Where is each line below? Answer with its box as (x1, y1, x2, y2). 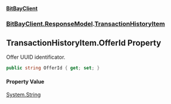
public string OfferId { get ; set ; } (6, 65, 100, 71)
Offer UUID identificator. (6, 53, 66, 61)
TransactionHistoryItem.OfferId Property (6, 37, 161, 48)
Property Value (6, 78, 45, 85)
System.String (6, 91, 41, 98)
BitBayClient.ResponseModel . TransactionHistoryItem (6, 20, 165, 28)
